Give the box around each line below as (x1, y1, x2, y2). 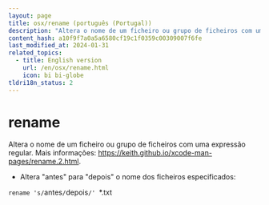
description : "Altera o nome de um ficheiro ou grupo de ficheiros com (8, 26, 252, 34)
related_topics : (8, 49, 62, 57)
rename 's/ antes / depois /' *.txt (8, 187, 113, 197)
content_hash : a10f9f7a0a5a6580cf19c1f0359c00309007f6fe (8, 34, 203, 42)
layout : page (8, 11, 52, 20)
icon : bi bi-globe (22, 71, 84, 79)
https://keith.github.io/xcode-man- (98, 148, 212, 158)
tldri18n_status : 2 (8, 78, 74, 86)
